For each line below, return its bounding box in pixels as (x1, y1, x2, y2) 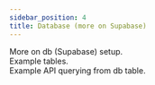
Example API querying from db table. (9, 64, 146, 76)
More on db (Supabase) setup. (9, 46, 123, 56)
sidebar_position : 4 (9, 13, 87, 22)
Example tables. (9, 55, 69, 66)
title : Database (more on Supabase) (9, 21, 147, 30)
